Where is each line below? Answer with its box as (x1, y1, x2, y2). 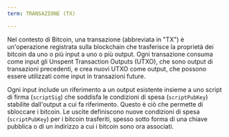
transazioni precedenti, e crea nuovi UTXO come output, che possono (7, 64, 207, 73)
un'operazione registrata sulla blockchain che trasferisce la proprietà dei (7, 42, 214, 51)
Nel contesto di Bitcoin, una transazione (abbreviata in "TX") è (7, 35, 185, 44)
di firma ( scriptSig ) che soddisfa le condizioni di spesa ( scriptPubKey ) (7, 93, 209, 101)
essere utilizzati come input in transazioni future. (7, 72, 146, 80)
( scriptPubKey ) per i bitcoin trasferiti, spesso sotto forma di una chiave (7, 115, 208, 123)
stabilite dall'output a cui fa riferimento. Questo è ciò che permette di (7, 100, 203, 108)
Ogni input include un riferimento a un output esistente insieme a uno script (7, 85, 223, 93)
